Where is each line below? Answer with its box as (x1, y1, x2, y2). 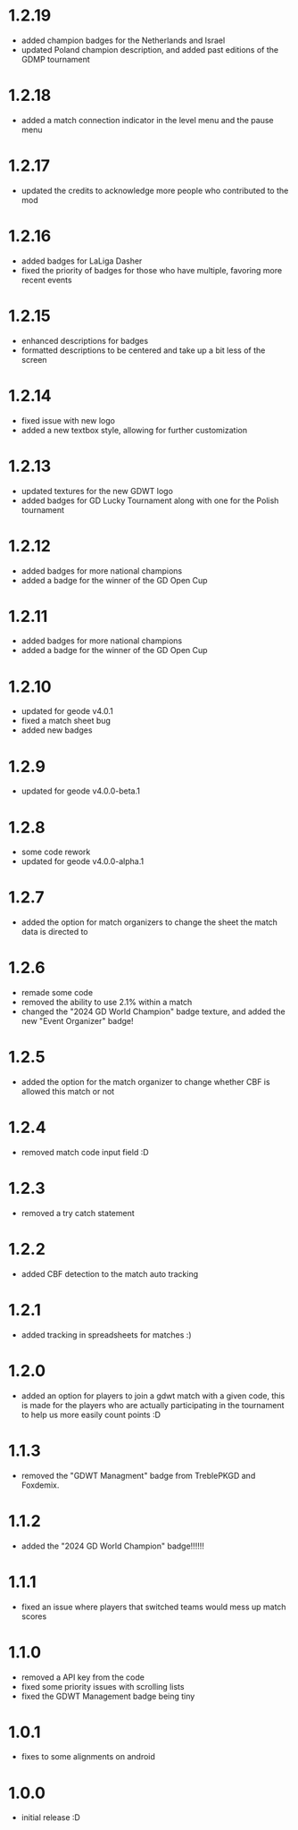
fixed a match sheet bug (21, 716, 111, 726)
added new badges (21, 725, 93, 735)
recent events (21, 274, 72, 285)
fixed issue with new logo (21, 415, 115, 425)
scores (21, 1610, 47, 1622)
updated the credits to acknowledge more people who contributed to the (21, 185, 289, 196)
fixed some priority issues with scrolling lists (21, 1681, 185, 1691)
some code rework (21, 846, 91, 858)
